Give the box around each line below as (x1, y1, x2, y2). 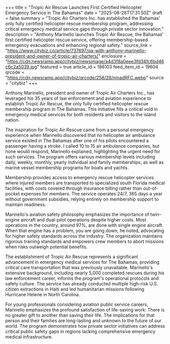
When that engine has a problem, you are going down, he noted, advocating (5, 227, 164, 234)
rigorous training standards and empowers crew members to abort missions (5, 239, 164, 244)
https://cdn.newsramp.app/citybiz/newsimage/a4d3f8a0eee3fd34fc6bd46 (7, 59, 164, 64)
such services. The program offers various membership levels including (5, 154, 156, 160)
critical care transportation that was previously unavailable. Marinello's (5, 265, 153, 270)
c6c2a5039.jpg (5, 64, 37, 70)
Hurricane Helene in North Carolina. (5, 292, 80, 297)
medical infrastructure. (5, 334, 53, 340)
